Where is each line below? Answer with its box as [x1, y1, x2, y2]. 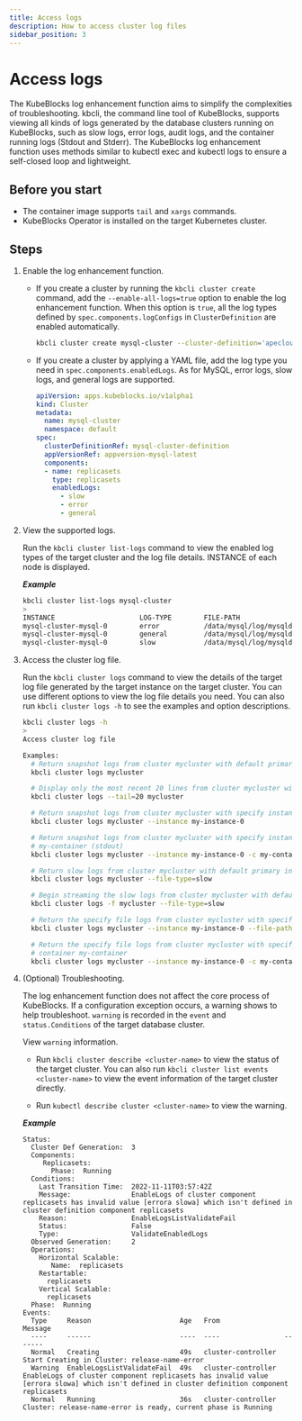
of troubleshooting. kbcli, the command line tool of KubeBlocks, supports [9, 108, 280, 119]
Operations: [31, 1245, 75, 1254]
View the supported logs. [22, 524, 116, 536]
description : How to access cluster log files [9, 22, 187, 31]
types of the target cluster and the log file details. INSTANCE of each [22, 551, 277, 563]
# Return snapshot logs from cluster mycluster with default [31, 759, 265, 768]
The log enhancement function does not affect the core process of [22, 991, 270, 1001]
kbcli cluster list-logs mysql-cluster [22, 596, 173, 605]
